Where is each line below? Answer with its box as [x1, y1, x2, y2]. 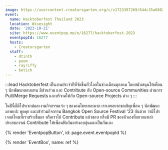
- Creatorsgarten [14, 44, 50, 49]
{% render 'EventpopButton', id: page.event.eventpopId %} [5, 129, 126, 135]
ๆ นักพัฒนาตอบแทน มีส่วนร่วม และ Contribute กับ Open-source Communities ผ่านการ [5, 87, 162, 93]
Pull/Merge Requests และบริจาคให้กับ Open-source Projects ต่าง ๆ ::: [5, 93, 137, 98]
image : [5, 7, 19, 12]
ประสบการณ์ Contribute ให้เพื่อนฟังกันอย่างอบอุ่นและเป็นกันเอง [5, 119, 113, 125]
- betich [14, 68, 32, 73]
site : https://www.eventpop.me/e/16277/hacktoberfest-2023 [9, 30, 135, 35]
